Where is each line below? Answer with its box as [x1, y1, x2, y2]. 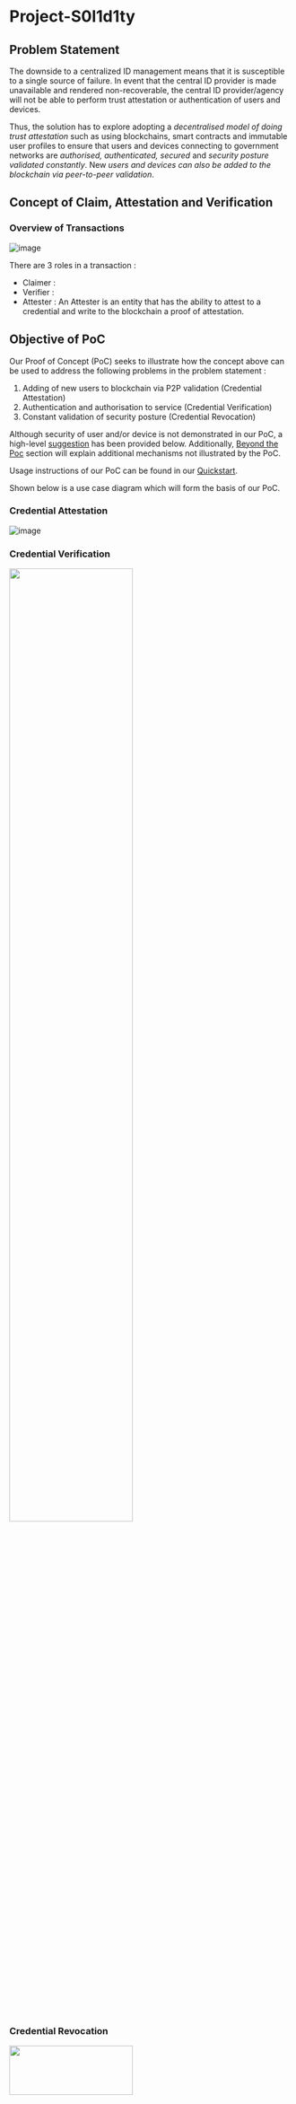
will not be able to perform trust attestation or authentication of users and [9, 94, 281, 105]
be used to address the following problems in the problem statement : [9, 365, 266, 376]
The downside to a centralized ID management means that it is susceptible [9, 66, 285, 76]
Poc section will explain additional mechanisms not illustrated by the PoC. [9, 447, 281, 459]
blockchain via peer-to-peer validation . [9, 169, 155, 180]
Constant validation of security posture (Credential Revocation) [22, 411, 257, 422]
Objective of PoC [9, 332, 106, 347]
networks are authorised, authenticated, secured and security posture [9, 150, 269, 161]
